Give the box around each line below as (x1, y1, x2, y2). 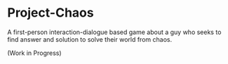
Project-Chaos (7, 5, 94, 21)
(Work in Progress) (7, 49, 62, 57)
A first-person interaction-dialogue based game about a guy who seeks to (7, 28, 222, 36)
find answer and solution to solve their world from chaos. (7, 35, 173, 43)
